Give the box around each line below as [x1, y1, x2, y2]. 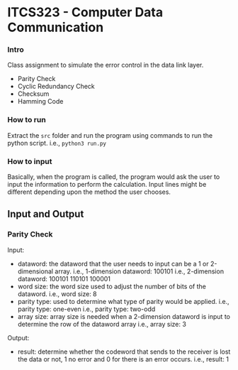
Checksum [17, 89, 50, 98]
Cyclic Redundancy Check [17, 82, 96, 91]
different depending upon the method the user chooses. [7, 187, 171, 196]
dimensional [17, 267, 54, 276]
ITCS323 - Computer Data [7, 4, 164, 21]
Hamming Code [17, 97, 64, 106]
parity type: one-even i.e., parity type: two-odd [17, 305, 156, 313]
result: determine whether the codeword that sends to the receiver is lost [17, 347, 231, 356]
